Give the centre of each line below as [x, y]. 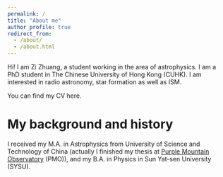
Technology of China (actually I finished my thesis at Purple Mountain [108, 151]
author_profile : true [39, 27]
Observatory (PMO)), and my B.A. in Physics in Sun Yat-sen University [109, 159]
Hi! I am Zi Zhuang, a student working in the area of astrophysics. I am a [112, 67]
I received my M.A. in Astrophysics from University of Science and [104, 144]
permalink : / [26, 14]
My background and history [90, 124]
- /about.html [34, 47]
